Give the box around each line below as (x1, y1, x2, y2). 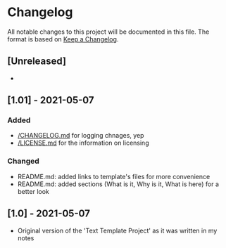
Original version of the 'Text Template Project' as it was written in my (17, 226, 218, 235)
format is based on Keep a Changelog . (7, 34, 119, 43)
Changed (7, 156, 40, 166)
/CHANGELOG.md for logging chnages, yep (17, 131, 144, 140)
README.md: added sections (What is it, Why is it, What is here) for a (17, 180, 220, 188)
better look (17, 187, 49, 195)
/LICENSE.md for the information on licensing (17, 138, 149, 148)
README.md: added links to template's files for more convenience (17, 172, 211, 181)
